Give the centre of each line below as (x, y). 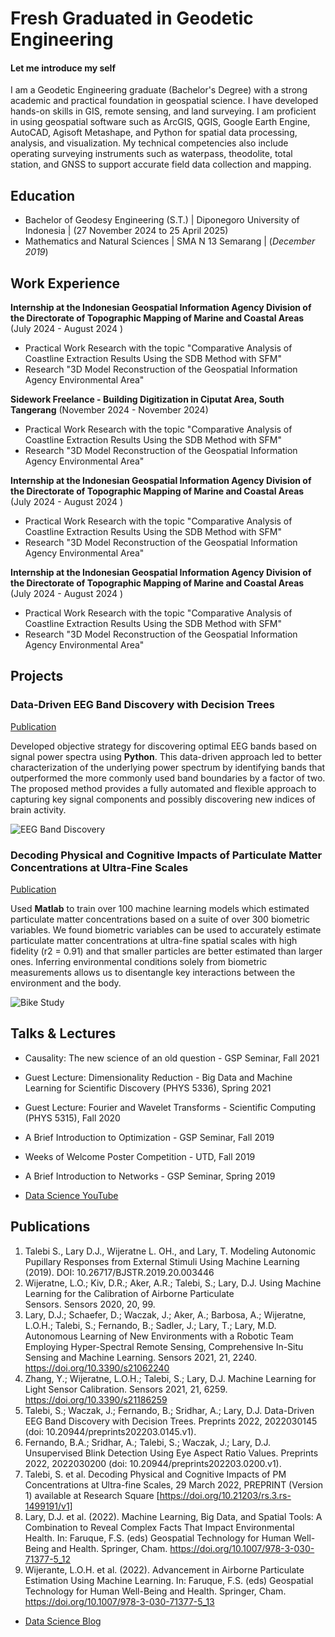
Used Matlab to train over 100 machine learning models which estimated (160, 908)
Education (43, 195)
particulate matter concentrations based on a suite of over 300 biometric (160, 919)
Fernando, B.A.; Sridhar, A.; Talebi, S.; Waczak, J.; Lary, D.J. (148, 1442)
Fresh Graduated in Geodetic (132, 18)
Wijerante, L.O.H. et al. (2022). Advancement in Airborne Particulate (164, 1569)
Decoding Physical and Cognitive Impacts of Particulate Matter (166, 855)
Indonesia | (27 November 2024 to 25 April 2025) (126, 231)
